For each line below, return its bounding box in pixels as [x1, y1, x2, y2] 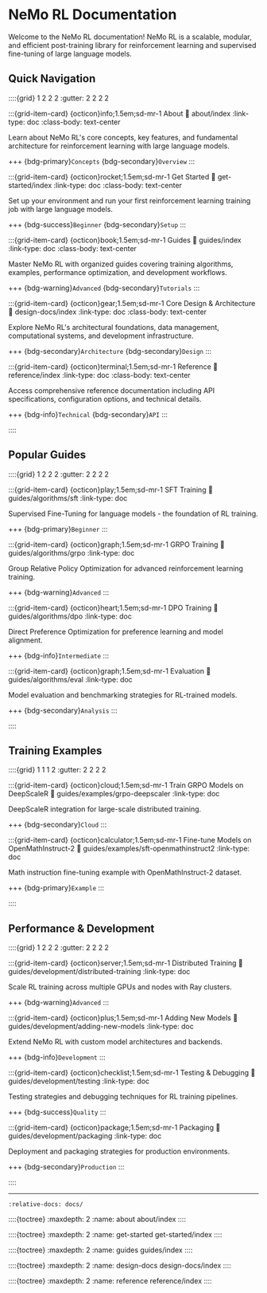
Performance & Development [8, 922, 155, 935]
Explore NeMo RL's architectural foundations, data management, [8, 322, 220, 332]
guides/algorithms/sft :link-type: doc [8, 493, 128, 503]
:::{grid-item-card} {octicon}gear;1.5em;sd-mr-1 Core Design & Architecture [8, 298, 256, 308]
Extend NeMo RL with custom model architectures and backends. [8, 1037, 222, 1047]
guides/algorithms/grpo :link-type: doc [8, 548, 135, 557]
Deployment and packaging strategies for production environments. [8, 1146, 230, 1157]
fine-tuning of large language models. [8, 49, 133, 58]
